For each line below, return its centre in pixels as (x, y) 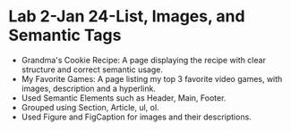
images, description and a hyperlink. (88, 88)
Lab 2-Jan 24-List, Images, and (127, 16)
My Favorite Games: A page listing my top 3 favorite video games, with (152, 78)
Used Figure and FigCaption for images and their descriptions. (136, 117)
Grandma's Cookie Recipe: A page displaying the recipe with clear (143, 60)
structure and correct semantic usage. (92, 70)
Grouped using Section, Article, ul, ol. (90, 107)
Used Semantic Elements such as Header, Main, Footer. (124, 98)
